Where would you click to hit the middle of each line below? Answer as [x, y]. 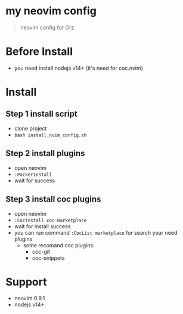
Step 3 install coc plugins [53, 199]
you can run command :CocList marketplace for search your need [96, 232]
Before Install [39, 52]
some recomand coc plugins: [59, 245]
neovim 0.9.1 [30, 299]
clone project [30, 128]
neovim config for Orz [47, 27]
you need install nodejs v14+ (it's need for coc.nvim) [79, 68]
